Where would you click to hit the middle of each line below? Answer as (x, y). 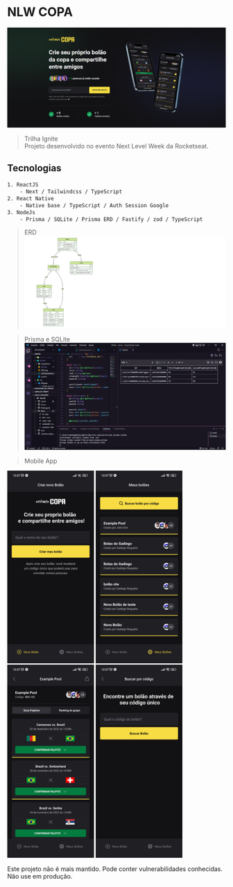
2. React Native (31, 199)
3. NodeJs (21, 213)
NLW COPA (40, 12)
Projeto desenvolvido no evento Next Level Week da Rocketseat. (116, 146)
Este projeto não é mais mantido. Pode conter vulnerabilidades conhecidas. (115, 869)
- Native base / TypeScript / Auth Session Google (94, 206)
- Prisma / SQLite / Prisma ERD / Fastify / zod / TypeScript (111, 220)
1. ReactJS (23, 185)
